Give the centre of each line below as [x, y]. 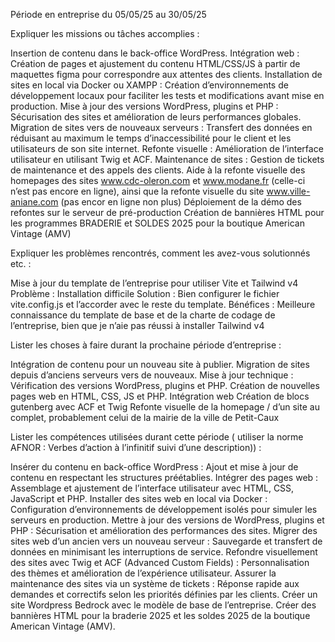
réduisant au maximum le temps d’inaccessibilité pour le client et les [151, 138]
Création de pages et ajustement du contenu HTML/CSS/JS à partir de [155, 63]
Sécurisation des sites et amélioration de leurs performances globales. [156, 117]
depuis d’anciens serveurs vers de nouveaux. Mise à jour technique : [152, 375]
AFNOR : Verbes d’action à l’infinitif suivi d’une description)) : [136, 447]
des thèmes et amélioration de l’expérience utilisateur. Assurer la [143, 573]
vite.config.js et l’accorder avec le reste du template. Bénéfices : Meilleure [163, 304]
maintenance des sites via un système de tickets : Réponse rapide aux [155, 583]
